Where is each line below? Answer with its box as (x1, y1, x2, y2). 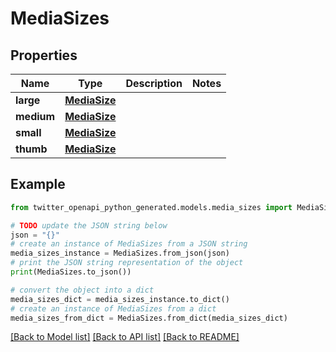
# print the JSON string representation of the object (10, 258, 244, 268)
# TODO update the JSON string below (10, 220, 168, 231)
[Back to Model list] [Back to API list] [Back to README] (10, 331, 240, 343)
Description (125, 77, 183, 90)
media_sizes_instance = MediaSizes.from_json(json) (10, 248, 230, 259)
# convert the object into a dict (10, 285, 155, 295)
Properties (10, 47, 78, 64)
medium (15, 110, 56, 123)
